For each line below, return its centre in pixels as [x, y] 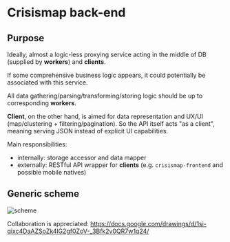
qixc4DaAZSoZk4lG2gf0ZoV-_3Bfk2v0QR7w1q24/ [78, 231]
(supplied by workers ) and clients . [56, 62]
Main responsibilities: [37, 144]
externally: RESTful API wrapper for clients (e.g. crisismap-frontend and [120, 165]
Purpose [26, 38]
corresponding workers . [42, 103]
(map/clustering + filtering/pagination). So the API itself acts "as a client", [111, 124]
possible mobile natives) [52, 172]
